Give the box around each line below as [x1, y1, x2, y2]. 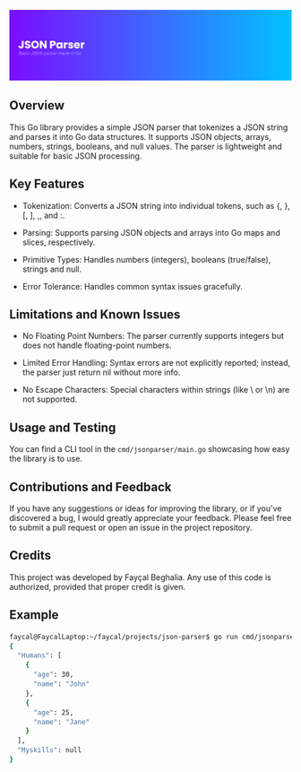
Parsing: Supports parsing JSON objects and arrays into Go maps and [21, 227, 280, 238]
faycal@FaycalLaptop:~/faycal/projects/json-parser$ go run [9, 632, 239, 641]
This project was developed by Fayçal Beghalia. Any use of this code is [9, 571, 271, 583]
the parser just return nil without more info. [21, 367, 181, 377]
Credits [9, 548, 52, 563]
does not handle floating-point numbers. [21, 340, 172, 351]
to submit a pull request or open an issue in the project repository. [9, 522, 253, 533]
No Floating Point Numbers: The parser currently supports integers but [21, 331, 284, 342]
